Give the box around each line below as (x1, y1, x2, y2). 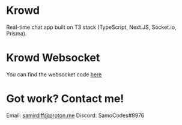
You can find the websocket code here (6, 70, 102, 78)
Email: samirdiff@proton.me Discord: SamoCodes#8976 (6, 112, 145, 119)
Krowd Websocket (6, 51, 100, 65)
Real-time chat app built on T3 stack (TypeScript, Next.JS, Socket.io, (6, 23, 177, 31)
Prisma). (6, 29, 27, 37)
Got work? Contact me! (6, 92, 124, 106)
